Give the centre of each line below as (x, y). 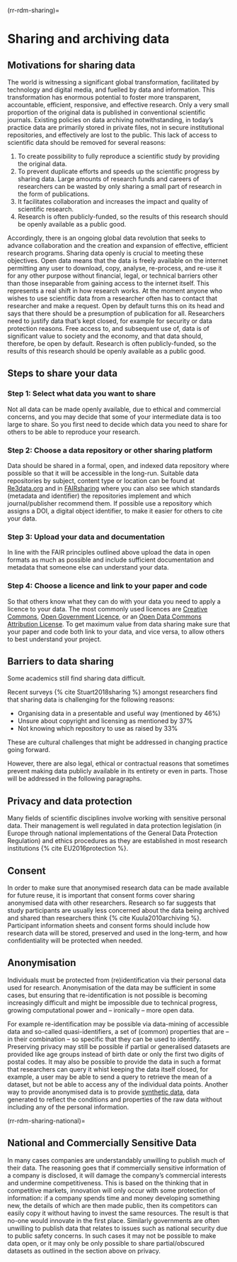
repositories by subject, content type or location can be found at (101, 480)
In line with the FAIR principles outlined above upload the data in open (109, 553)
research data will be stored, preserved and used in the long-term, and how (117, 933)
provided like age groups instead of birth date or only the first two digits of (116, 1054)
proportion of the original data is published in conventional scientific (106, 112)
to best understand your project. (54, 639)
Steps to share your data (63, 373)
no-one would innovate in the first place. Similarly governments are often (114, 1220)
